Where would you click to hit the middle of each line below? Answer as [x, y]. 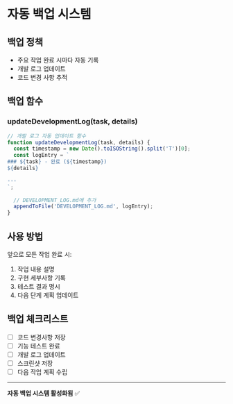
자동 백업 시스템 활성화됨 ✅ [44, 394]
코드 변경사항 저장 [41, 337]
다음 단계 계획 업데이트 [48, 295]
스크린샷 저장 [35, 363]
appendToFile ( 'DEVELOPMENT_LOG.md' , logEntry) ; [84, 207]
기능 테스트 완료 [38, 346]
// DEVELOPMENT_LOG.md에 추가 [55, 200]
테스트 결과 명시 [38, 286]
